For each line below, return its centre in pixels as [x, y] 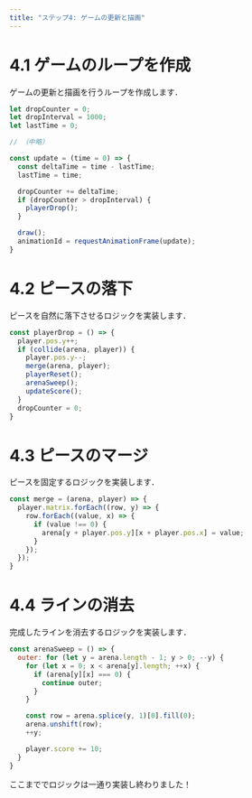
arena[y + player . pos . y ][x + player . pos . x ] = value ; [143, 533]
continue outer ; [72, 682]
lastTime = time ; [50, 175]
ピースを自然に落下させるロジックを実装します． [100, 315]
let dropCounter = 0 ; [50, 109]
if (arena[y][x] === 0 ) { [82, 674]
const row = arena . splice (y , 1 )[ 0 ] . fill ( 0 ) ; [111, 716]
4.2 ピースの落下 [71, 289]
